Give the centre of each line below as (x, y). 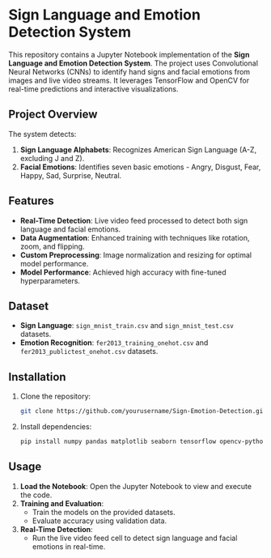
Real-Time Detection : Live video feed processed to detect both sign (134, 220)
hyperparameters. (50, 280)
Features (31, 201)
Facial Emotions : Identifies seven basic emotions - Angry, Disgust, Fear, (140, 167)
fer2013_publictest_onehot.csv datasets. (89, 351)
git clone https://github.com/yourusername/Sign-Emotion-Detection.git (143, 411)
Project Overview (53, 115)
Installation (37, 377)
